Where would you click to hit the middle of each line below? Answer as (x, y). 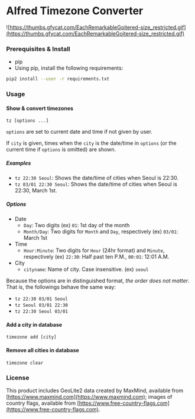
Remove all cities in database (43, 350)
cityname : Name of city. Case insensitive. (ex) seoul (86, 269)
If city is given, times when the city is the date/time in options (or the (91, 143)
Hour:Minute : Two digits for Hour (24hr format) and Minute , (94, 250)
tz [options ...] (27, 121)
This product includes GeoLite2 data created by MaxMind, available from (95, 390)
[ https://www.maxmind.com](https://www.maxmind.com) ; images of (89, 397)
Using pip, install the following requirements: (69, 68)
